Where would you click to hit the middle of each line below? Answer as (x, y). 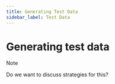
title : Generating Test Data (42, 12)
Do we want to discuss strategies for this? (57, 74)
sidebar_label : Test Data (38, 17)
